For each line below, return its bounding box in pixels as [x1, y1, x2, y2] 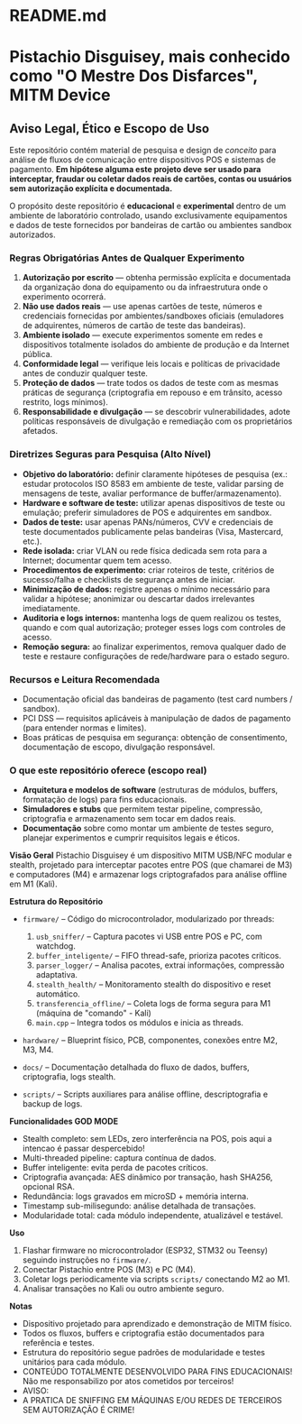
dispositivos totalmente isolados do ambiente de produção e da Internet [22, 339, 290, 350]
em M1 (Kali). [9, 878, 58, 889]
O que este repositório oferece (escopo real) [9, 764, 207, 776]
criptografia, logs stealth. [22, 1071, 116, 1082]
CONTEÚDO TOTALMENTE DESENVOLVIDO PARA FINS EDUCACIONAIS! [22, 1366, 293, 1377]
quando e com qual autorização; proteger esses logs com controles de [22, 621, 286, 632]
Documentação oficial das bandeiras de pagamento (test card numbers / [22, 694, 293, 704]
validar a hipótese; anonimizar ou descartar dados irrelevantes [22, 593, 255, 604]
